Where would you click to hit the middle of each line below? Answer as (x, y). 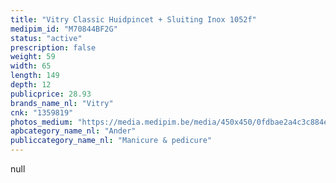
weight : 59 (33, 57)
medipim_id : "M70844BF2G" (64, 29)
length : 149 (35, 76)
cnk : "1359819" (42, 112)
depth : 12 (31, 85)
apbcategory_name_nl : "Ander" (73, 131)
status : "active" (46, 38)
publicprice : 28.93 (51, 94)
